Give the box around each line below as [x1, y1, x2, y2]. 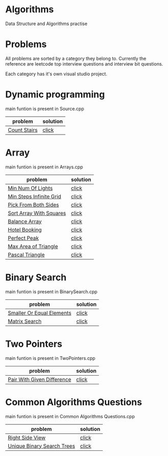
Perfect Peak [8, 234, 39, 242]
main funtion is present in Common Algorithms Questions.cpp [5, 413, 135, 419]
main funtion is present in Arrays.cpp [5, 164, 83, 170]
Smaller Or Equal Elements [8, 309, 71, 316]
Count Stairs [8, 126, 38, 134]
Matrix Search [8, 317, 42, 324]
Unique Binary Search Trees [8, 442, 76, 449]
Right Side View [8, 434, 46, 441]
